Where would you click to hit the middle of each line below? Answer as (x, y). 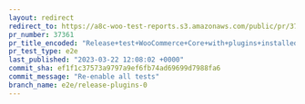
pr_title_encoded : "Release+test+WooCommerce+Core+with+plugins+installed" (155, 43)
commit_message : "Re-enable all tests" (84, 77)
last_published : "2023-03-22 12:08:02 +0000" (96, 60)
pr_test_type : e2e (43, 52)
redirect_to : (33, 26)
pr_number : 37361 (41, 34)
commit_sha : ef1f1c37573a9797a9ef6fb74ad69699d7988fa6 (115, 69)
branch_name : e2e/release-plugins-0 (78, 85)
